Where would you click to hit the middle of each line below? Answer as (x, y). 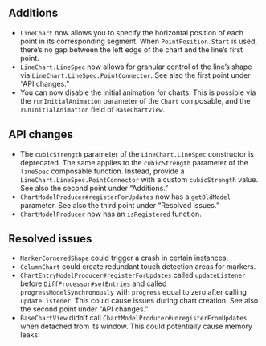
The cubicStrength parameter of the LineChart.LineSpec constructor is (137, 154)
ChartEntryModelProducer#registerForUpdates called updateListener (133, 275)
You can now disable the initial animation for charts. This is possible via (138, 92)
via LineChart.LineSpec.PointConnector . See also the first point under (135, 75)
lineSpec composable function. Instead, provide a (102, 171)
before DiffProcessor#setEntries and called (93, 283)
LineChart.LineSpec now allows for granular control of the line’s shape (136, 67)
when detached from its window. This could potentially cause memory (136, 326)
